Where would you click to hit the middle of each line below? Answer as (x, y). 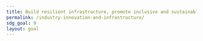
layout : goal (23, 29)
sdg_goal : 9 (21, 23)
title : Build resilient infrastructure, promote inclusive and (88, 12)
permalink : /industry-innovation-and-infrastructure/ (76, 17)
